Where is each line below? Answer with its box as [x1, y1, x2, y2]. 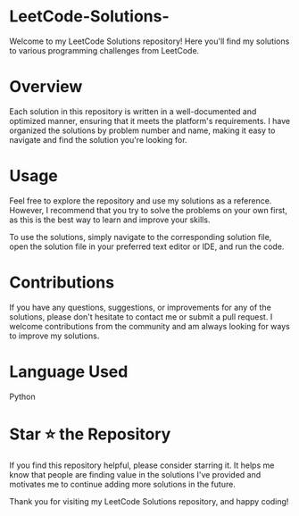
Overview [9, 77, 83, 97]
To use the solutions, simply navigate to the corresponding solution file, [9, 231, 272, 242]
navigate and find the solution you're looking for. [9, 134, 187, 145]
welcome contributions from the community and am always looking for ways [9, 320, 290, 331]
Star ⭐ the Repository [9, 424, 171, 444]
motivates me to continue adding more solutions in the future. [9, 479, 237, 489]
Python [9, 391, 36, 402]
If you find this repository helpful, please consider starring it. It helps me [9, 460, 275, 470]
